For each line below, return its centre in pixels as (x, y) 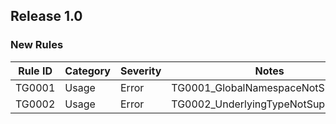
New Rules (37, 45)
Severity (140, 71)
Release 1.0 (46, 16)
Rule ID (35, 71)
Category (87, 71)
